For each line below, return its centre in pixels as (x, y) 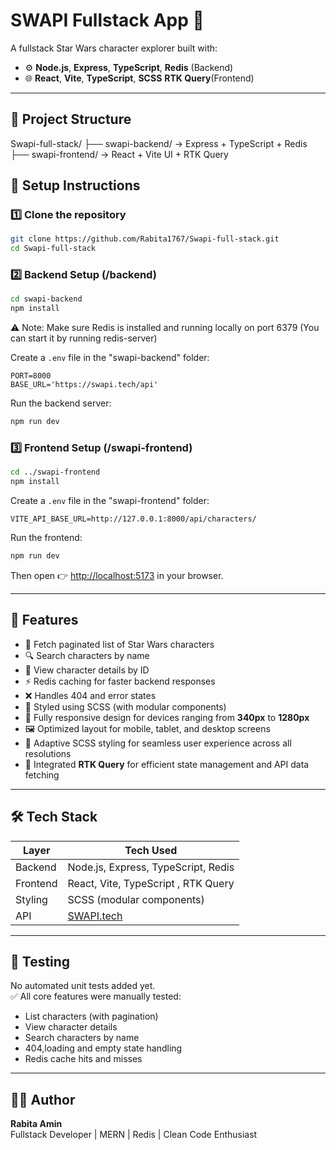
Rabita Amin (36, 1124)
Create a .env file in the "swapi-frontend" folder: (110, 501)
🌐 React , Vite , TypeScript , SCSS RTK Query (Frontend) (139, 78)
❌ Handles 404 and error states (90, 695)
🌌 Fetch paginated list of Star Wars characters (119, 644)
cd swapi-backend (46, 299)
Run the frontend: (46, 538)
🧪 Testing (40, 962)
